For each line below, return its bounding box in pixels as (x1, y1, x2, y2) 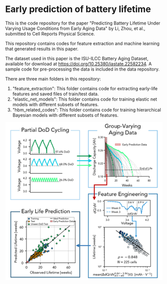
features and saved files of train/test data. (12, 91, 99, 97)
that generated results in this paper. (5, 46, 78, 52)
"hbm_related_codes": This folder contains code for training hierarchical (12, 107, 161, 113)
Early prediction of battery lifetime (5, 4, 151, 15)
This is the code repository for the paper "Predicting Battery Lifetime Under (5, 20, 160, 26)
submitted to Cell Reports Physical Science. (5, 31, 95, 37)
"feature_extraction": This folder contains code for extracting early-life (12, 85, 158, 91)
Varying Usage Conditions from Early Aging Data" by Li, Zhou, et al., (5, 25, 145, 31)
